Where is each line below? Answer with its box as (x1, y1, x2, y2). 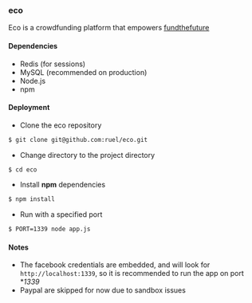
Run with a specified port (19, 210, 103, 219)
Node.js (19, 76, 46, 85)
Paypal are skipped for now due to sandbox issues (19, 285, 186, 295)
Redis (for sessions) (19, 59, 86, 69)
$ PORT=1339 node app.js (8, 225, 91, 234)
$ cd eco (8, 165, 37, 174)
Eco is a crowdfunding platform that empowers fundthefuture (8, 23, 210, 33)
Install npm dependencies (19, 180, 106, 190)
